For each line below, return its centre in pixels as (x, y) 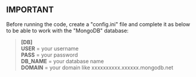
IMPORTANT (30, 10)
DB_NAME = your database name (62, 61)
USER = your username (50, 48)
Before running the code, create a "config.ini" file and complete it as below (98, 24)
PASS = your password (49, 55)
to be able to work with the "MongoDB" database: (68, 30)
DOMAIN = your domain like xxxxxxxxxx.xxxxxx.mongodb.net (97, 67)
